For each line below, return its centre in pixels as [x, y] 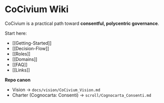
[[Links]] [21, 70]
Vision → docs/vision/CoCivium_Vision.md [56, 89]
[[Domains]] [25, 59]
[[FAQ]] [20, 64]
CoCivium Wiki [37, 9]
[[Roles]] [21, 54]
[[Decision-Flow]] [30, 48]
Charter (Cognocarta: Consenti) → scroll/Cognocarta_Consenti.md [82, 95]
